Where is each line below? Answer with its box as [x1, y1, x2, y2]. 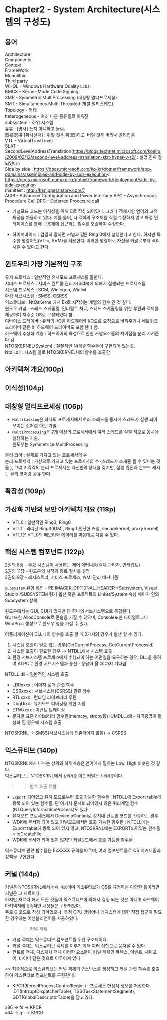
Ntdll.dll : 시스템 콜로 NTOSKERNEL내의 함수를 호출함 [5, 349, 110, 355]
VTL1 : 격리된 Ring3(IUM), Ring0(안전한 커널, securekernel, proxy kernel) [12, 525, 159, 531]
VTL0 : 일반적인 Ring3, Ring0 [12, 519, 71, 525]
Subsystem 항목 [5, 597, 38, 604]
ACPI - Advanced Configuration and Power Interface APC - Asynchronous [5, 193, 157, 198]
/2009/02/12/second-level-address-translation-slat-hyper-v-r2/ [5, 154, 136, 160]
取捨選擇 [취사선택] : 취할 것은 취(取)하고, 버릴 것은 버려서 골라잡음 [5, 132, 135, 138]
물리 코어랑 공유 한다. [10, 471, 52, 477]
